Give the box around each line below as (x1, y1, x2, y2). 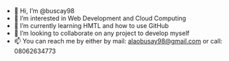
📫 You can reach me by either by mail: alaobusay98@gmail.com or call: (13, 37, 223, 45)
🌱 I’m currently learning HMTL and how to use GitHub (13, 22, 169, 29)
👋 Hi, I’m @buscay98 (13, 7, 75, 15)
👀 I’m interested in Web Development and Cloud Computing (13, 14, 186, 22)
